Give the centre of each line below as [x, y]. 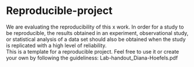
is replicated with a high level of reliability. [56, 45]
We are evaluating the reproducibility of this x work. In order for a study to [95, 27]
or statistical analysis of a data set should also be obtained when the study [96, 39]
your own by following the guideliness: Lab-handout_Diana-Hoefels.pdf [92, 58]
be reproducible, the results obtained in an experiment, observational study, [97, 33]
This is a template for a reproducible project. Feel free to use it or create [93, 51]
